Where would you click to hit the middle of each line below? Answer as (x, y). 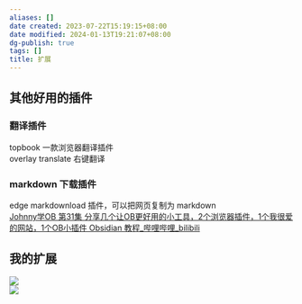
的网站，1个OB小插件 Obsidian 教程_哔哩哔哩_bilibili (105, 228)
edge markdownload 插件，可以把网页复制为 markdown (113, 205)
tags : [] (26, 51)
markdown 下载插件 (53, 183)
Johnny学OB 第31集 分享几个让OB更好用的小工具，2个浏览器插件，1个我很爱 (151, 216)
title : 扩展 (30, 59)
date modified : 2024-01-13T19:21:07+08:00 (90, 34)
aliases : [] (32, 18)
